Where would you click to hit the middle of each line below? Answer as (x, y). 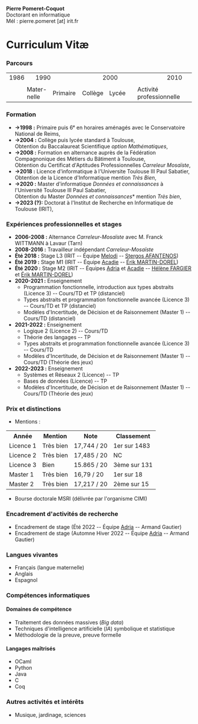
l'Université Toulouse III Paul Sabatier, (60, 190)
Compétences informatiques (48, 595)
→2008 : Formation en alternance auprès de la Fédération (85, 152)
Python (23, 668)
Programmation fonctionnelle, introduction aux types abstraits (98, 287)
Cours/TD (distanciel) (49, 318)
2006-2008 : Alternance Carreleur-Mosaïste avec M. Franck (89, 237)
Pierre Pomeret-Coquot (35, 9)
